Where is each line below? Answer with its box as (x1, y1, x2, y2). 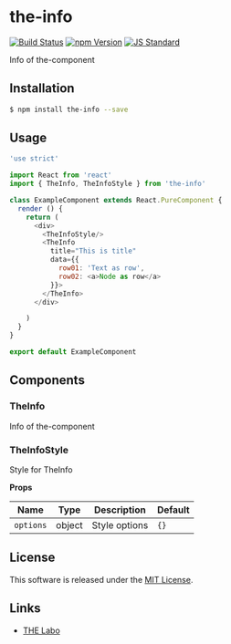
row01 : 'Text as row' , (58, 264, 145, 273)
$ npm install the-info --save (9, 105, 129, 114)
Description (94, 504, 146, 516)
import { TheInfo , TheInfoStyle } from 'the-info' (9, 180, 206, 189)
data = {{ (49, 255, 79, 265)
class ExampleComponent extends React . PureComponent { (9, 196, 223, 205)
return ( (26, 213, 59, 222)
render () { (17, 203, 64, 213)
